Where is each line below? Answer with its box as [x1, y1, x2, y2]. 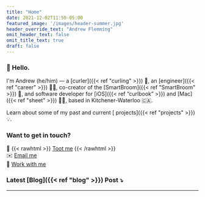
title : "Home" [6, 9, 43, 15]
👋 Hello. [6, 63, 30, 72]
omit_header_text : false [6, 32, 70, 38]
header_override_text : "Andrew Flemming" [6, 26, 113, 32]
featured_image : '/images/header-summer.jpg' [6, 20, 124, 26]
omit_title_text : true [6, 37, 64, 43]
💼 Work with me [6, 160, 46, 168]
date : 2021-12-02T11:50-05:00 [6, 15, 84, 21]
